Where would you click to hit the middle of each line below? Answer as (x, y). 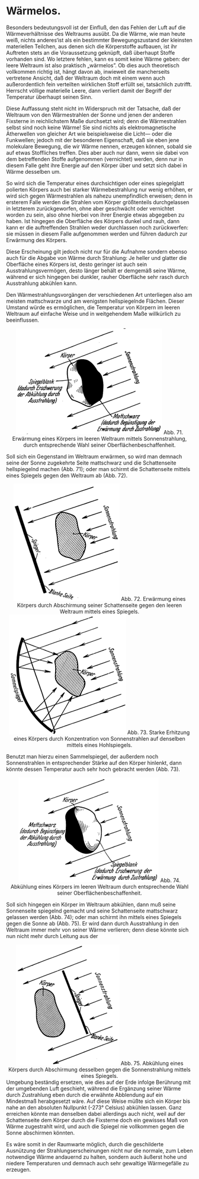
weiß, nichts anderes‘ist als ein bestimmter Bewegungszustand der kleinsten (99, 40)
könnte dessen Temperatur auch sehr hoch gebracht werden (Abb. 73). (93, 769)
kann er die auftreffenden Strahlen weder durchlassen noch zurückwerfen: (97, 227)
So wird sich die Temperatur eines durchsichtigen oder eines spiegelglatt (95, 183)
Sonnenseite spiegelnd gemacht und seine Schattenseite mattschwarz (92, 911)
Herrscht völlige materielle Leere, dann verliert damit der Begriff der (89, 90)
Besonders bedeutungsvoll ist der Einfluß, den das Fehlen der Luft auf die (96, 27)
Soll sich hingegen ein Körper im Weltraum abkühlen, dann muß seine (91, 904)
